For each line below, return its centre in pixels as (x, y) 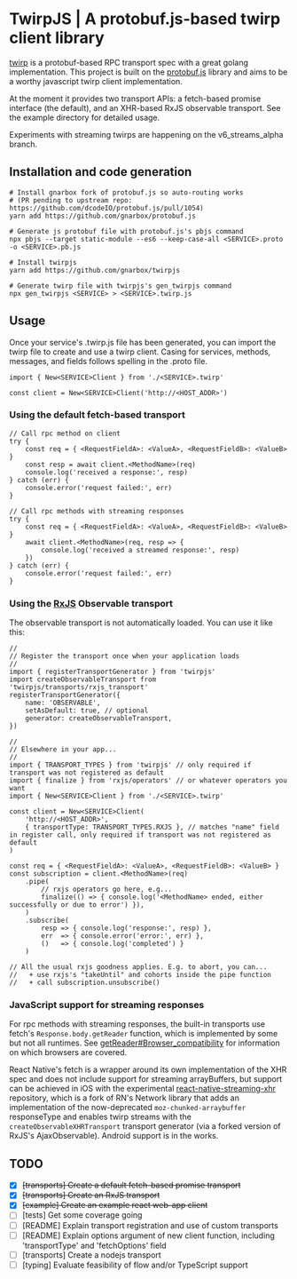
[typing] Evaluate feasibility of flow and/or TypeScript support (135, 1265)
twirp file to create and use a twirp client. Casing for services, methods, (140, 352)
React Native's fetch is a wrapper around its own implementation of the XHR (148, 1069)
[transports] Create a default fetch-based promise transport (131, 1185)
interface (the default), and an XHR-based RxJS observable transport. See (145, 107)
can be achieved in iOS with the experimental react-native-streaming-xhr (143, 1089)
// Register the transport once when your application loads (125, 656)
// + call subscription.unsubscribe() (85, 983)
